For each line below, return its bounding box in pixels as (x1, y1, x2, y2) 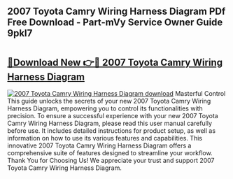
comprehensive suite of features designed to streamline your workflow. (7, 149, 213, 157)
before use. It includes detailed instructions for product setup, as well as (7, 127, 216, 135)
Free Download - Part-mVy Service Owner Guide (7, 17, 223, 29)
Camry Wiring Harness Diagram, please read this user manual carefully (7, 119, 212, 127)
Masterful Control (174, 89, 226, 97)
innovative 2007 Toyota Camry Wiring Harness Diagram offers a (7, 141, 192, 150)
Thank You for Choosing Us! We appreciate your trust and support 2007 (7, 157, 215, 164)
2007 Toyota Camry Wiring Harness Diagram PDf (7, 6, 226, 17)
